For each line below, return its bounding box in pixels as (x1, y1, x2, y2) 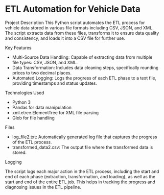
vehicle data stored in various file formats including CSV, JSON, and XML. (5, 24, 154, 30)
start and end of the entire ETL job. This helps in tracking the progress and (5, 179, 156, 185)
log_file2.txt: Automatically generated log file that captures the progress (12, 134, 158, 140)
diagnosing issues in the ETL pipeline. (5, 184, 82, 190)
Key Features (5, 45, 32, 50)
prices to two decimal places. (12, 70, 72, 75)
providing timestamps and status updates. (12, 80, 97, 86)
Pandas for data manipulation (12, 104, 72, 110)
